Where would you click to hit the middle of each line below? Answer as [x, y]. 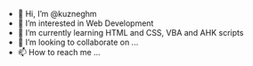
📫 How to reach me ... [59, 52]
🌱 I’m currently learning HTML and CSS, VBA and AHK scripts [131, 33]
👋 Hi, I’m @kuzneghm [57, 14]
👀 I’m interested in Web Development [86, 23]
